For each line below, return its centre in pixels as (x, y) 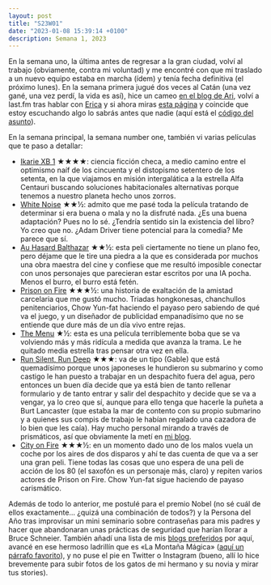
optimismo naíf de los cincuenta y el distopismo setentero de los (127, 170)
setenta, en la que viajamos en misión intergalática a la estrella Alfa (132, 179)
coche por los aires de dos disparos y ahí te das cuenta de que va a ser (139, 454)
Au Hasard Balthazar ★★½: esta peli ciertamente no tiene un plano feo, (140, 248)
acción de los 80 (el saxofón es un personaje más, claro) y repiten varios (141, 471)
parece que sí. (44, 239)
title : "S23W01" (36, 23)
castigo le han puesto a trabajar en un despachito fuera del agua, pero (138, 376)
